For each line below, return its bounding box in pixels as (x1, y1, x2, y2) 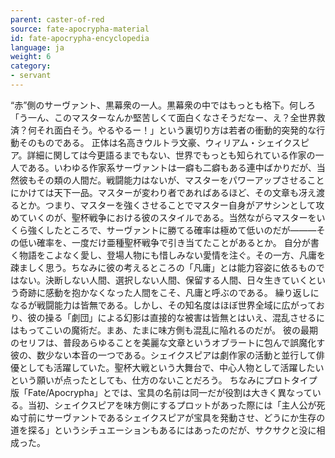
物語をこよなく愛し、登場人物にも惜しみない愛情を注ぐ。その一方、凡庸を (18, 249, 326, 261)
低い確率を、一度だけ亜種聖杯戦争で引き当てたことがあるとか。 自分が (18, 236, 311, 248)
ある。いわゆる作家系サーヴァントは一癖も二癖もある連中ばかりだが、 (27, 161, 317, 173)
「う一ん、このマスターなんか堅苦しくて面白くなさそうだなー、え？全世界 (10, 111, 317, 123)
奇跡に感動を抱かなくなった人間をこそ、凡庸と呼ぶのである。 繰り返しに (18, 286, 320, 298)
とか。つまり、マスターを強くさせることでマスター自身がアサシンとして (18, 199, 317, 211)
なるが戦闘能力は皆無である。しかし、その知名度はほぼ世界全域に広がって (10, 299, 317, 311)
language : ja (10, 42, 65, 53)
